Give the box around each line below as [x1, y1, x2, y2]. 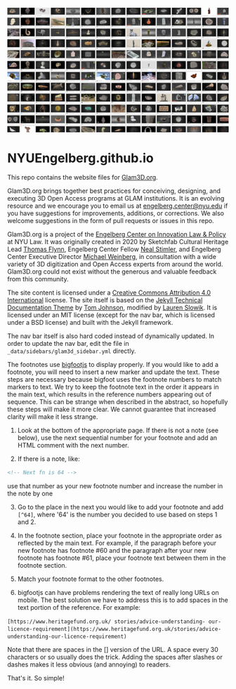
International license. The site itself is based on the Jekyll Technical [7, 296, 203, 305]
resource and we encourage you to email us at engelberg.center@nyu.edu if [7, 201, 228, 210]
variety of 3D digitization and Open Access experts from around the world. [7, 260, 223, 269]
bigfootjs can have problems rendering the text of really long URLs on [17, 589, 219, 597]
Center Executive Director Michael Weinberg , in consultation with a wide [7, 253, 216, 261]
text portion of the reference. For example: [17, 603, 140, 612]
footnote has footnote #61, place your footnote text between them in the [17, 554, 226, 562]
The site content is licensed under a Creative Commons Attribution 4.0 [7, 288, 211, 297]
